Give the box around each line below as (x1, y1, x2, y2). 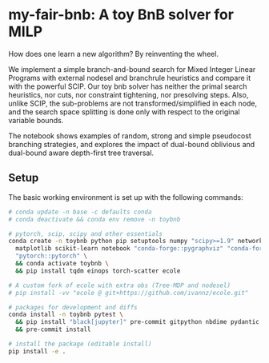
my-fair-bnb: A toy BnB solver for (8, 6, 235, 24)
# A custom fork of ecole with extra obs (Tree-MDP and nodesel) (8, 281, 231, 289)
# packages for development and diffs (8, 303, 138, 311)
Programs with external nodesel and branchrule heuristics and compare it (8, 73, 251, 82)
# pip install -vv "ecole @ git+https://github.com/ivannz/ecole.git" (8, 289, 249, 297)
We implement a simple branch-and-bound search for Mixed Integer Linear (8, 64, 256, 74)
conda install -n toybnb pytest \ (8, 310, 124, 319)
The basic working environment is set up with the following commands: (8, 192, 244, 201)
